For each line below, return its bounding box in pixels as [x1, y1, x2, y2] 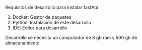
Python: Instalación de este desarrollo [12, 20, 92, 25]
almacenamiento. [5, 40, 41, 46]
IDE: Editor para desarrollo [12, 25, 67, 31]
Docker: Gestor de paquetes [12, 14, 72, 20]
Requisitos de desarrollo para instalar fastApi [5, 5, 98, 10]
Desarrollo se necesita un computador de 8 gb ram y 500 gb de [5, 35, 137, 40]
